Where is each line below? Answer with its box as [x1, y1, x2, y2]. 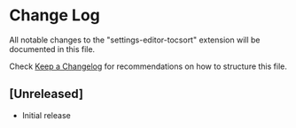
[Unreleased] [9, 87, 84, 102]
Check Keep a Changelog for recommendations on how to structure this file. [9, 61, 288, 72]
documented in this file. [9, 43, 96, 54]
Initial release [21, 109, 71, 120]
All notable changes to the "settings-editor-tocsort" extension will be [9, 34, 261, 45]
